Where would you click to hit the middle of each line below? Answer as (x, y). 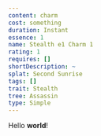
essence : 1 (26, 37)
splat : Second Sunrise (45, 74)
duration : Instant (38, 30)
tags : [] (22, 81)
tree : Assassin (33, 96)
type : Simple (30, 103)
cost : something (35, 23)
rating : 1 (24, 52)
